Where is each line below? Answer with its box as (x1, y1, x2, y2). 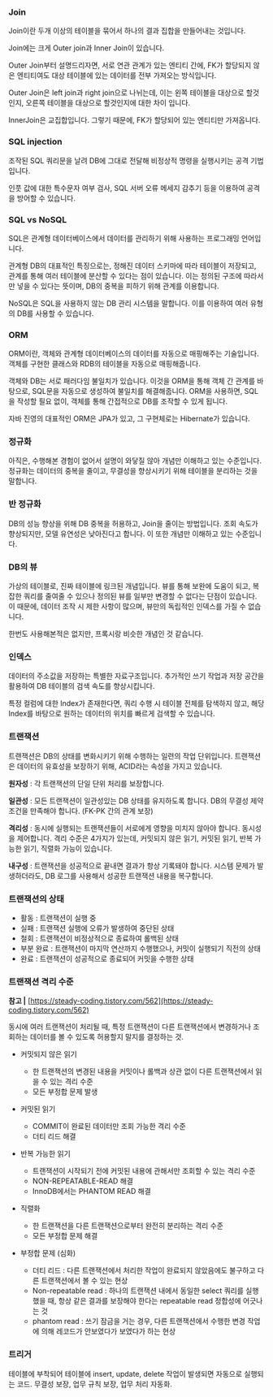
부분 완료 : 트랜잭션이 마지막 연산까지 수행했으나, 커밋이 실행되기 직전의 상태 (19, 943, 262, 953)
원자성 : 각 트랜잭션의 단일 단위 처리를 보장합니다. (8, 778, 165, 788)
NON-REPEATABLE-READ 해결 (32, 1176, 134, 1186)
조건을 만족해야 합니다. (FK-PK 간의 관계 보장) (8, 806, 154, 815)
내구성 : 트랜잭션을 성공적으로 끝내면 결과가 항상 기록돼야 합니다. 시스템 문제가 (8, 860, 256, 871)
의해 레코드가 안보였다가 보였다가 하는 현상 (41, 1326, 176, 1336)
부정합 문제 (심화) (19, 1248, 76, 1258)
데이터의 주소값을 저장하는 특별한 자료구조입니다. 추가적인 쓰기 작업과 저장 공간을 (8, 671, 265, 681)
